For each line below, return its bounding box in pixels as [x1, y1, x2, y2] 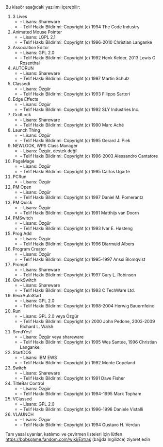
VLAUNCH [12, 411, 34, 417]
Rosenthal [19, 60, 40, 66]
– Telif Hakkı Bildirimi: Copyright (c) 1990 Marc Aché [19, 122, 124, 128]
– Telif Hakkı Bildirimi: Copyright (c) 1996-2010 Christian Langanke [19, 39, 152, 45]
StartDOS [12, 350, 32, 355]
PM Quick [12, 199, 33, 205]
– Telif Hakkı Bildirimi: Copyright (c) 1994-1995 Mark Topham [19, 391, 142, 396]
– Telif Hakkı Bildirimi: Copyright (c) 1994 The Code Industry [19, 24, 140, 30]
